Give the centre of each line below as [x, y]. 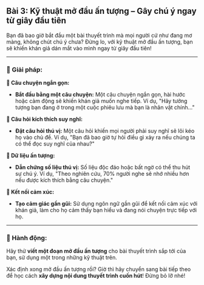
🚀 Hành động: [27, 238]
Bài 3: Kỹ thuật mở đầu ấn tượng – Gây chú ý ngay [101, 11]
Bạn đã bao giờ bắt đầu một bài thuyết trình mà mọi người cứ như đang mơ [99, 35]
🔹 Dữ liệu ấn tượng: [31, 156]
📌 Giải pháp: [24, 69]
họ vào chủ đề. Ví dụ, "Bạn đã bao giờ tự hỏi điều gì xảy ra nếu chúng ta [105, 138]
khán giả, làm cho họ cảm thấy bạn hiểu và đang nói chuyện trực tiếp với [106, 210]
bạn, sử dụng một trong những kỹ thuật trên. [62, 258]
